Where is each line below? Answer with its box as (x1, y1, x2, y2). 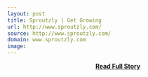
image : (7, 43, 27, 50)
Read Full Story (95, 62, 141, 70)
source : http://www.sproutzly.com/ (7, 29, 112, 37)
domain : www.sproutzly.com (7, 36, 86, 43)
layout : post (7, 10, 46, 17)
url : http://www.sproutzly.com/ (7, 23, 102, 30)
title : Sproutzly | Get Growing (7, 17, 102, 24)
